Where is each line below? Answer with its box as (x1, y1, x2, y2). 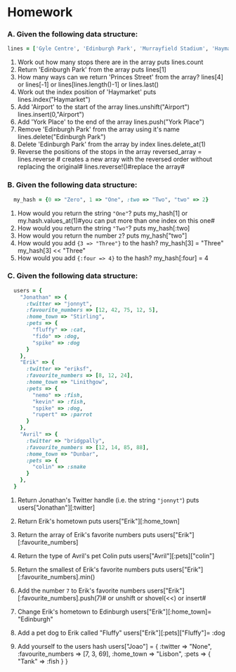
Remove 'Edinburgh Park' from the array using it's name (17, 125, 181, 134)
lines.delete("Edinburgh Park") (17, 133, 106, 141)
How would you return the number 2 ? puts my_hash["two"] (17, 231, 188, 240)
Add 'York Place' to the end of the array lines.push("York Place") (17, 117, 205, 127)
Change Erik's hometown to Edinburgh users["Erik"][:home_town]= (17, 607, 212, 616)
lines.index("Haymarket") (17, 96, 91, 104)
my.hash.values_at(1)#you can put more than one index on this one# (17, 216, 216, 225)
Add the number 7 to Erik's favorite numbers (17, 586, 146, 595)
